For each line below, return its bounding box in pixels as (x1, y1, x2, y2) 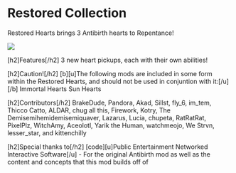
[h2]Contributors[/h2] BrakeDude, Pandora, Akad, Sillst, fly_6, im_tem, (7, 98, 212, 107)
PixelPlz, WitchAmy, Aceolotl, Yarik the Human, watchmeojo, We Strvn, (7, 121, 215, 130)
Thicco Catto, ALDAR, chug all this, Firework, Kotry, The (7, 105, 171, 115)
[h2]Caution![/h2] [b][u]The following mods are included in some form (7, 69, 213, 78)
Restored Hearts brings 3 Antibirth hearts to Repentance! (7, 28, 174, 37)
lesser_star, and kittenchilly (7, 128, 87, 137)
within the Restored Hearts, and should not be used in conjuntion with (7, 77, 212, 85)
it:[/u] (213, 77, 230, 85)
